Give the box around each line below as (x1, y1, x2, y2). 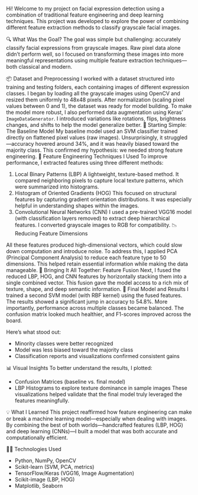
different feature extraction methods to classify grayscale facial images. (6, 24, 181, 31)
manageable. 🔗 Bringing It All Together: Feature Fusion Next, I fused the (6, 267, 181, 273)
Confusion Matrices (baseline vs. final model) (14, 378, 126, 385)
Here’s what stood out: (6, 328, 61, 336)
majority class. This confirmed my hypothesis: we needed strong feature (6, 146, 183, 154)
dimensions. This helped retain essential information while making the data (6, 260, 188, 267)
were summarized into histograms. (14, 183, 99, 190)
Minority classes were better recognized (14, 340, 113, 347)
